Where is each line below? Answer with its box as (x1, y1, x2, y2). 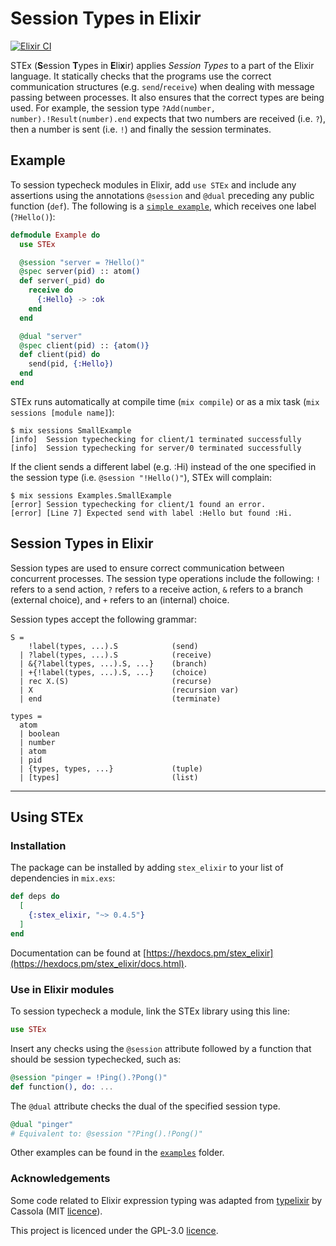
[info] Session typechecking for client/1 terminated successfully (10, 434, 302, 444)
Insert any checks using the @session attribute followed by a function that (10, 1042, 312, 1054)
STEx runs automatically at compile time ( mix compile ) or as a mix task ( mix (10, 395, 320, 407)
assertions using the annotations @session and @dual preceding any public (10, 189, 315, 201)
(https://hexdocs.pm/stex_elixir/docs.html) (10, 957, 185, 969)
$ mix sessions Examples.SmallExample (10, 490, 172, 501)
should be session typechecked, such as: (10, 1053, 182, 1065)
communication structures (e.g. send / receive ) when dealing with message (10, 80, 315, 92)
